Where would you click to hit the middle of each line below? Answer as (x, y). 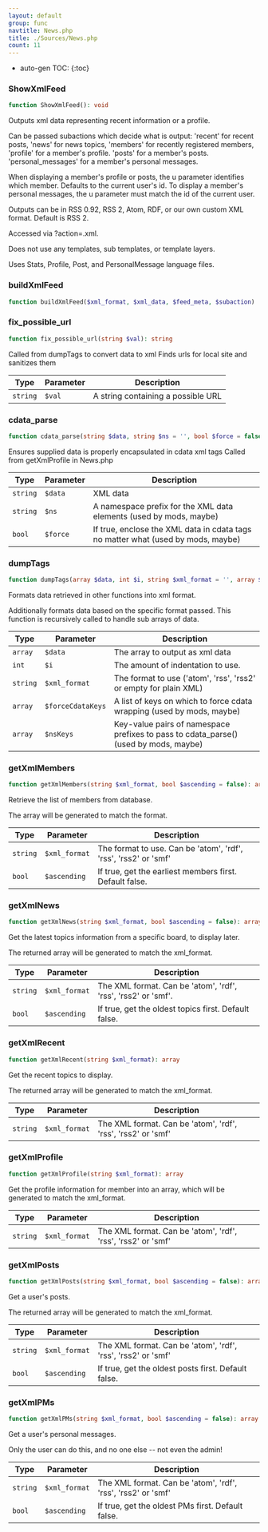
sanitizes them (32, 362)
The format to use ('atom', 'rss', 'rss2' (185, 678)
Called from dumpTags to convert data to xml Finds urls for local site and (128, 354)
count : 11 (25, 46)
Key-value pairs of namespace (172, 724)
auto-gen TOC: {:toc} (55, 68)
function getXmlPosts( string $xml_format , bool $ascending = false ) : (126, 1281)
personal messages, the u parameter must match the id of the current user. (132, 194)
